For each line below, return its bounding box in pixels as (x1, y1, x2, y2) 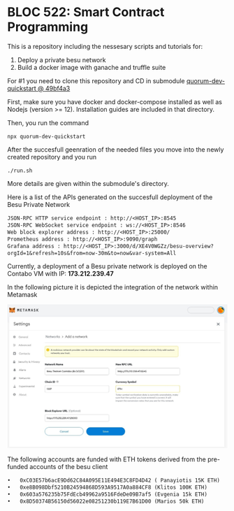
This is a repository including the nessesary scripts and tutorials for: (7, 42, 203, 50)
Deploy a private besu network (17, 55, 106, 64)
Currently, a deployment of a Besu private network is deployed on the (7, 261, 207, 270)
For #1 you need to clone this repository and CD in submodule (7, 76, 185, 85)
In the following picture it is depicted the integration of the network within (7, 282, 219, 291)
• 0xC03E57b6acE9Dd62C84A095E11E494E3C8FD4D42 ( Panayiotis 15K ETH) (7, 477, 220, 484)
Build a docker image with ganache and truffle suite (17, 63, 166, 71)
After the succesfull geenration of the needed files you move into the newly (7, 145, 224, 154)
